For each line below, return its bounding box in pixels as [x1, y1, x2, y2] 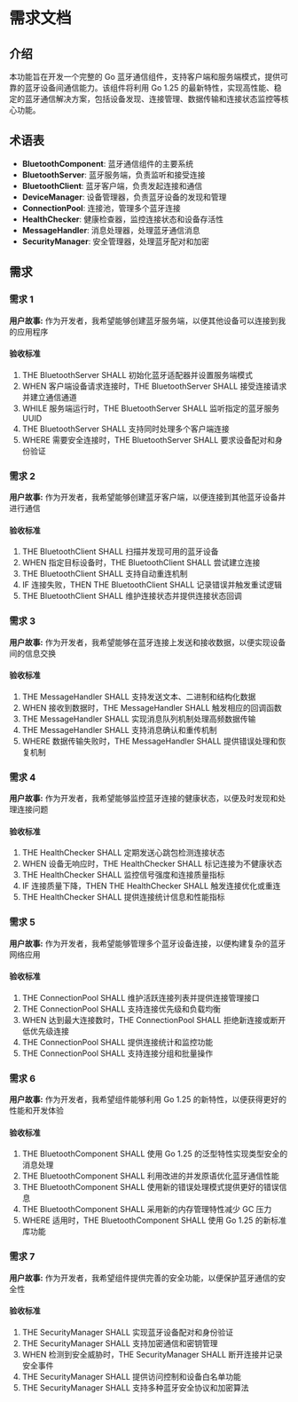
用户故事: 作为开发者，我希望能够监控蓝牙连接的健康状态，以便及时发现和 [9, 793, 278, 803]
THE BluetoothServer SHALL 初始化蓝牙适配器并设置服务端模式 [21, 369, 254, 380]
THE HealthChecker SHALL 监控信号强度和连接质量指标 [21, 870, 225, 880]
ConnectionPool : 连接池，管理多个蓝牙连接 [21, 202, 181, 213]
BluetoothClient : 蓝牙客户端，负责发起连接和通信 [21, 180, 203, 191]
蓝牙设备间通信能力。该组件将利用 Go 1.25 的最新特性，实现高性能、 [24, 83, 275, 93]
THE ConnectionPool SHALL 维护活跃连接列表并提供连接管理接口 [21, 992, 260, 1003]
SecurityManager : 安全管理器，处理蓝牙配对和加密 [21, 236, 210, 247]
